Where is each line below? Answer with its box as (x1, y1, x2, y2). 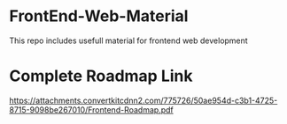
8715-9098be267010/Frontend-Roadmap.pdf (9, 104, 175, 115)
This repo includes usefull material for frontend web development (9, 35, 248, 46)
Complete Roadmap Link (9, 66, 193, 86)
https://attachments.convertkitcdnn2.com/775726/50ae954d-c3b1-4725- (9, 95, 278, 106)
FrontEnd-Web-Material (9, 6, 189, 26)
